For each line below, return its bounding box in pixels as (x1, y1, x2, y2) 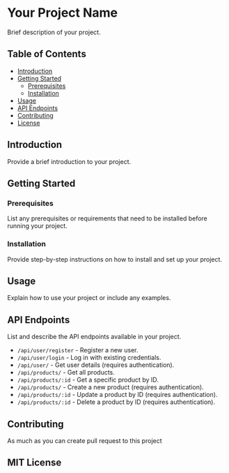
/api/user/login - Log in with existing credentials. (17, 354, 161, 362)
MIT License (7, 457, 62, 469)
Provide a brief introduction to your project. (7, 157, 131, 165)
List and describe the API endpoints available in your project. (7, 333, 182, 341)
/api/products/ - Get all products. (17, 368, 115, 377)
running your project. (7, 222, 68, 230)
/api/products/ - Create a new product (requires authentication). (17, 383, 204, 391)
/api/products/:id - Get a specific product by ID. (17, 375, 159, 384)
